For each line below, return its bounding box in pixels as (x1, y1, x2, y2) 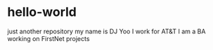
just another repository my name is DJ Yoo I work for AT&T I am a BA (7, 27, 206, 35)
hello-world (7, 4, 77, 20)
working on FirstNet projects (7, 34, 90, 42)
